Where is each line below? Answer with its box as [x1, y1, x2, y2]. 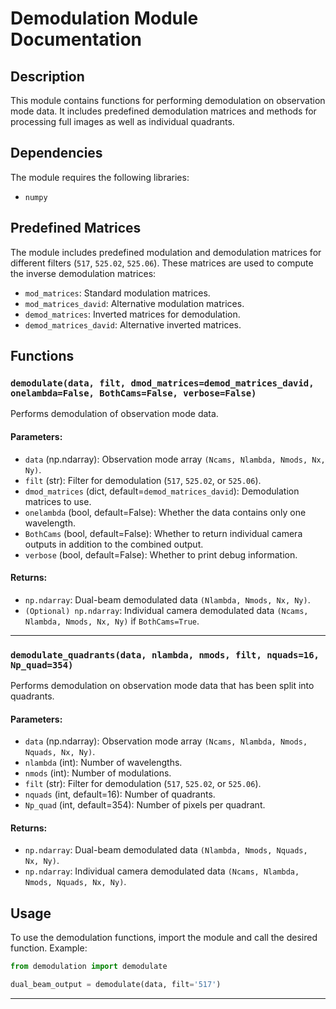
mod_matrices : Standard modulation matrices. [24, 287, 211, 299]
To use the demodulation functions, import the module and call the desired [10, 932, 318, 944]
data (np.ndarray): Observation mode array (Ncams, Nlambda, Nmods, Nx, [24, 453, 326, 465]
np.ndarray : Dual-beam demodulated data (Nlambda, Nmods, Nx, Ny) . [24, 593, 311, 606]
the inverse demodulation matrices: [10, 267, 157, 279]
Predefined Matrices [10, 220, 142, 237]
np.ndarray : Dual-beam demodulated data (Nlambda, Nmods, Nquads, [24, 844, 308, 856]
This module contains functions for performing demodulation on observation [10, 95, 326, 106]
